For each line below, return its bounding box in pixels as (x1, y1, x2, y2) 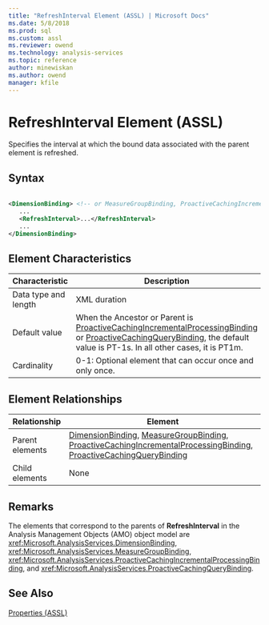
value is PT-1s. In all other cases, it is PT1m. (75, 342, 243, 353)
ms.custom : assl (8, 34, 62, 42)
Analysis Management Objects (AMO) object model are (8, 529, 191, 539)
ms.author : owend (8, 71, 66, 79)
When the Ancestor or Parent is (75, 312, 194, 323)
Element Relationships (8, 392, 122, 406)
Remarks (8, 499, 54, 513)
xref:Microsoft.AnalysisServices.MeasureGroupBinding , (8, 546, 192, 556)
